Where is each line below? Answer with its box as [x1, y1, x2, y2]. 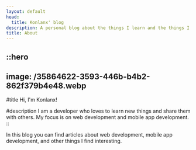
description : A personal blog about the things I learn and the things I [6, 25, 190, 31]
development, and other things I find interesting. [6, 138, 122, 145]
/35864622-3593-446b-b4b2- [33, 71, 150, 82]
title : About [6, 30, 38, 36]
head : [6, 14, 19, 20]
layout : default [6, 8, 46, 15]
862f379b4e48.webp [6, 81, 87, 90]
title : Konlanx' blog [11, 19, 64, 25]
